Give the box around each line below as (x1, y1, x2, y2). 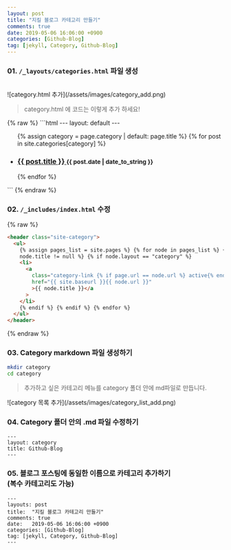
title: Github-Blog (7, 445, 63, 452)
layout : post (7, 10, 45, 17)
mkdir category (7, 364, 51, 371)
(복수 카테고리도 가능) (7, 479, 74, 489)
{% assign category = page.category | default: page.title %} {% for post (16, 132, 221, 141)
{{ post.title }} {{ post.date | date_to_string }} (16, 156, 153, 166)
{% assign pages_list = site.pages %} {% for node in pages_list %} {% (19, 246, 229, 254)
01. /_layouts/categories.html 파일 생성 (7, 66, 139, 76)
